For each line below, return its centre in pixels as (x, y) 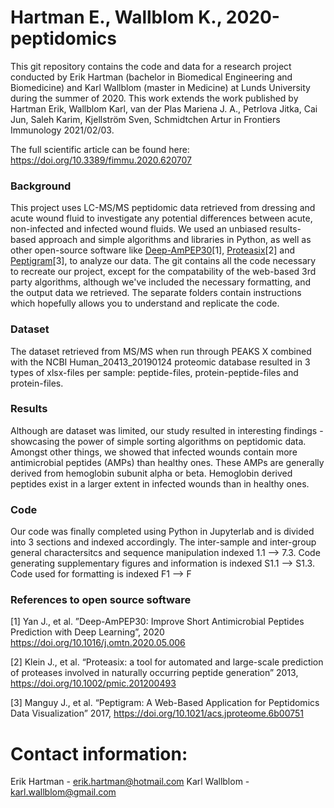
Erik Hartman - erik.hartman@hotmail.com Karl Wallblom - (130, 782)
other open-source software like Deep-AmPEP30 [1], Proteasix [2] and (153, 250)
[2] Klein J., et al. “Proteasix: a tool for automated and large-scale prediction (167, 662)
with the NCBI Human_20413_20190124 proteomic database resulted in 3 (160, 362)
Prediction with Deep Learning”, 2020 (87, 632)
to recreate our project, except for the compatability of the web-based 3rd (163, 272)
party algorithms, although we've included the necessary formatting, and (160, 282)
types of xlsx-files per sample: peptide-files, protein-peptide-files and (154, 372)
